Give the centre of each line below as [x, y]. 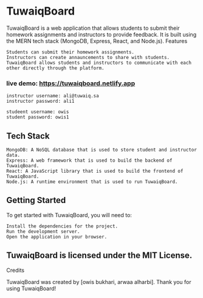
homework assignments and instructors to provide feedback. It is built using [101, 34]
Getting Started [36, 200]
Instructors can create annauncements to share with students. [88, 57]
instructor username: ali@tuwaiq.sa [53, 96]
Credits [15, 270]
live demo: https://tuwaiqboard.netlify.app [71, 83]
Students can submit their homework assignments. [71, 52]
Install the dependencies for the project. [62, 226]
